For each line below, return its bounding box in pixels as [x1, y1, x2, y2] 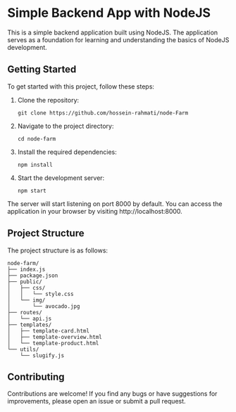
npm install [17, 161, 53, 168]
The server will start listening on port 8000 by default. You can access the [7, 199, 223, 208]
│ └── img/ [7, 297, 46, 304]
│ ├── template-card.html [7, 327, 90, 335]
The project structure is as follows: [7, 246, 108, 255]
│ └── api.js [7, 315, 52, 322]
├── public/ [7, 278, 42, 285]
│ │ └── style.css [7, 290, 74, 297]
